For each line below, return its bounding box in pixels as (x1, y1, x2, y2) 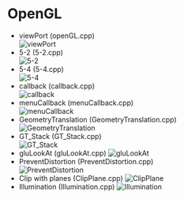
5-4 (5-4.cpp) (18, 64, 65, 73)
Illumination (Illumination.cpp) (18, 182, 115, 191)
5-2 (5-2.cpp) (18, 47, 64, 57)
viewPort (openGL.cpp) (18, 31, 96, 40)
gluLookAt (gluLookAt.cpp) (18, 148, 107, 158)
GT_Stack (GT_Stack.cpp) (18, 131, 102, 141)
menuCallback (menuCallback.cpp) (18, 98, 134, 107)
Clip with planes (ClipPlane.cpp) (18, 173, 123, 182)
